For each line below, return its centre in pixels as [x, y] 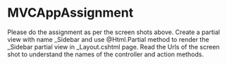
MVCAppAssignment [70, 13]
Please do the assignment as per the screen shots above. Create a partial [114, 32]
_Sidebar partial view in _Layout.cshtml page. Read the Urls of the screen [114, 47]
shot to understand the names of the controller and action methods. [106, 54]
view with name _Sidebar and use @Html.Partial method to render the [108, 39]
